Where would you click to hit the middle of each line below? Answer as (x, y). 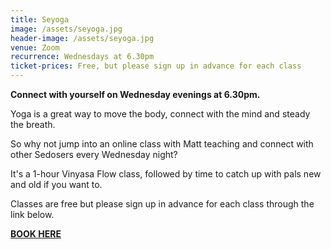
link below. (32, 214)
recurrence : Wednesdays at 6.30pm (82, 57)
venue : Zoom (35, 47)
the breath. (33, 124)
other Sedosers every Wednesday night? (94, 154)
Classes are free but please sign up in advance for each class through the (162, 204)
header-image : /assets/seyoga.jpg (82, 38)
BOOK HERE (36, 234)
